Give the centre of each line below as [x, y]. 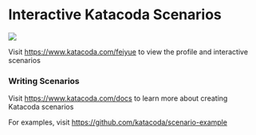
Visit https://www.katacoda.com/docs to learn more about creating [118, 98]
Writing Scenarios [44, 81]
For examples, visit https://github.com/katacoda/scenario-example [118, 122]
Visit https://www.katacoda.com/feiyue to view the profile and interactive [128, 52]
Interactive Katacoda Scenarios [115, 15]
